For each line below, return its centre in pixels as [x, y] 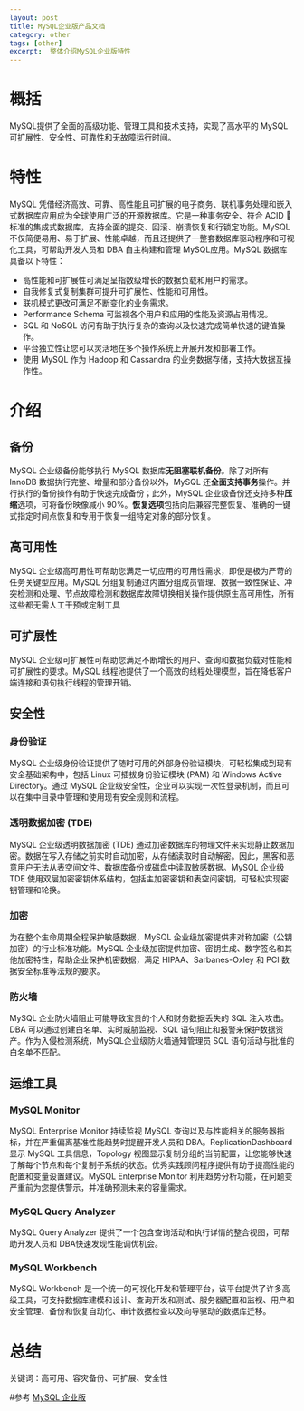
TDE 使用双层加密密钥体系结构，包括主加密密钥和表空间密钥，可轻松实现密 [149, 878]
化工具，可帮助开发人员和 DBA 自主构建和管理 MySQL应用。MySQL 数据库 [148, 249]
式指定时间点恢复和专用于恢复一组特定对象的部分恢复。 [112, 516]
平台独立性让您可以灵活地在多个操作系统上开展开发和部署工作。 [141, 348]
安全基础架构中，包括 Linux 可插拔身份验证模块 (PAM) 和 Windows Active [146, 774]
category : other [40, 34]
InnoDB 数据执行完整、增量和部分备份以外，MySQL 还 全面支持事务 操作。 [146, 482]
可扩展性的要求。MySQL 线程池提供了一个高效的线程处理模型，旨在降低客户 [151, 671]
